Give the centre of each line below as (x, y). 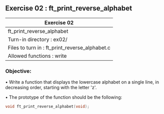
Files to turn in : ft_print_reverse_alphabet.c (59, 48)
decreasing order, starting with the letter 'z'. (51, 88)
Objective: (18, 71)
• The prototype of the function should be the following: (64, 97)
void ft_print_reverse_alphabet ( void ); (47, 107)
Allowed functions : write (37, 56)
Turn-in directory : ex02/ (38, 39)
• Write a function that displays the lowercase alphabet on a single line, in (82, 82)
